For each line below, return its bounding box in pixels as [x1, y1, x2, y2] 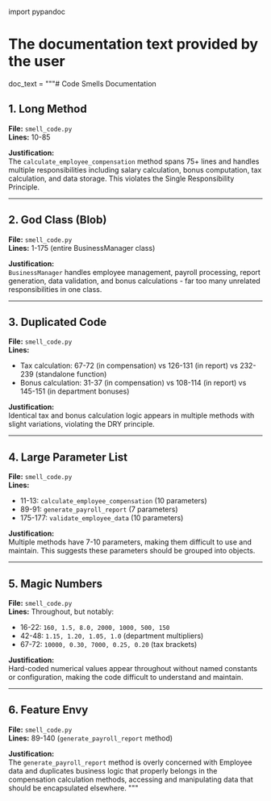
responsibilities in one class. [8, 284, 102, 294]
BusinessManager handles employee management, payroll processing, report [8, 267, 261, 277]
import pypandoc [8, 7, 66, 16]
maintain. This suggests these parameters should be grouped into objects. [8, 546, 256, 556]
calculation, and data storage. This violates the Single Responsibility [8, 173, 235, 183]
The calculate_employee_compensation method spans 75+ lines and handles [8, 156, 260, 166]
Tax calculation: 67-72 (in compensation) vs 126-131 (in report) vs [19, 361, 238, 370]
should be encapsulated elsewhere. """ [8, 782, 139, 793]
